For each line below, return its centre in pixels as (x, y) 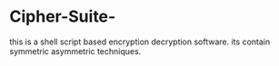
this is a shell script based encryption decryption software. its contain (140, 42)
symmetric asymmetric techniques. (75, 51)
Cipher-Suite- (63, 17)
